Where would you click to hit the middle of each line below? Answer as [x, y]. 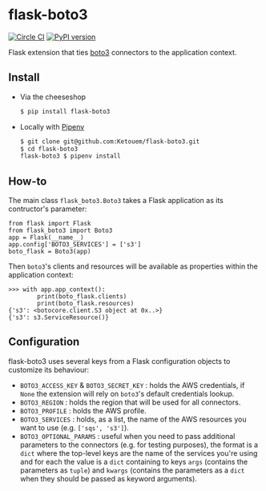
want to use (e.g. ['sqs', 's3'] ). [75, 427]
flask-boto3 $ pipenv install [71, 156]
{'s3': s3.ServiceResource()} [59, 317]
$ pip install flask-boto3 [65, 111]
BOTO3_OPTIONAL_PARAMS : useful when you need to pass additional [127, 436]
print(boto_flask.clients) [82, 297]
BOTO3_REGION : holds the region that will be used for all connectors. [130, 402]
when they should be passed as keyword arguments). [109, 478]
